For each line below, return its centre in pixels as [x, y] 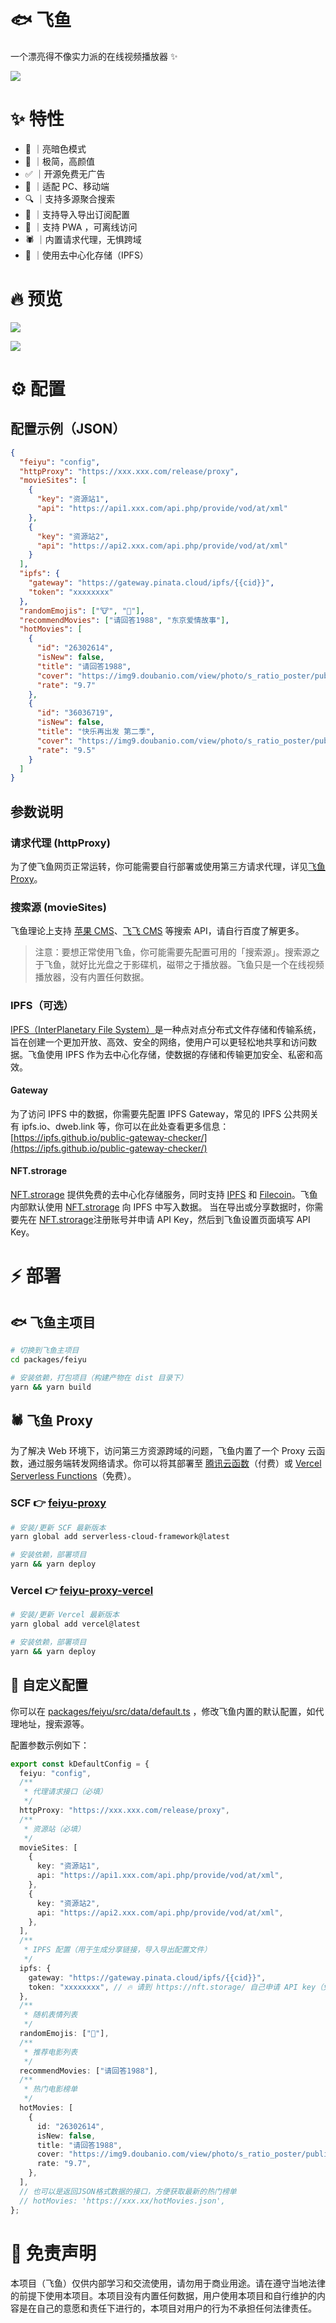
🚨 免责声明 [53, 2253]
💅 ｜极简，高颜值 [59, 161]
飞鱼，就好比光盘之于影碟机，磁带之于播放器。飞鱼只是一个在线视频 [184, 965]
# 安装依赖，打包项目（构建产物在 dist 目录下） [99, 1377]
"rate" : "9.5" [66, 750]
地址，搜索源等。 [54, 1723]
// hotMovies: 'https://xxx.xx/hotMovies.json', [122, 2201]
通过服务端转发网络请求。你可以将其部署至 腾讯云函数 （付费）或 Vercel [174, 1463]
